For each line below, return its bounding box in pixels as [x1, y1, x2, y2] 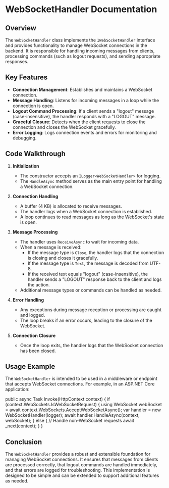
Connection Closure [12, 332, 56, 338]
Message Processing [12, 229, 58, 235]
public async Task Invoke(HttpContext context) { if [5, 396, 110, 402]
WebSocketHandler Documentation [5, 4, 157, 15]
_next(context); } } [5, 423, 43, 429]
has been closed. [20, 348, 57, 354]
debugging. [12, 135, 37, 141]
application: [5, 386, 30, 393]
